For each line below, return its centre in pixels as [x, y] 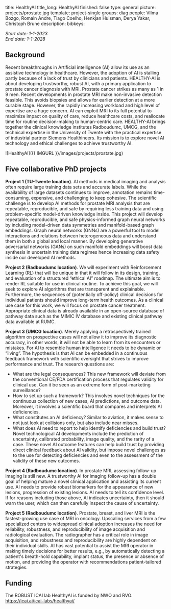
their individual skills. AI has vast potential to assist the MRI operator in [79, 545]
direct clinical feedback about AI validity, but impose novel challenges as [89, 450]
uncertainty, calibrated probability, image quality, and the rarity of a [83, 439]
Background [25, 55]
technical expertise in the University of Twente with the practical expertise [83, 132]
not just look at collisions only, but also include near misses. [76, 423]
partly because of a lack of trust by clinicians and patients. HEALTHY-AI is [83, 78]
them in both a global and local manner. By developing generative [74, 241]
